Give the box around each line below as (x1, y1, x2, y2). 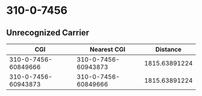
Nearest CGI (90, 46, 126, 53)
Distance (155, 46, 182, 53)
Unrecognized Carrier (6, 28, 90, 38)
